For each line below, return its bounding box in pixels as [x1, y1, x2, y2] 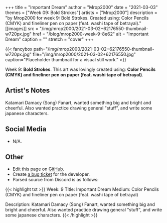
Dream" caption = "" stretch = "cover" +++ [5, 36, 94, 42]
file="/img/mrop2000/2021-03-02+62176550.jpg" [32, 51, 136, 57]
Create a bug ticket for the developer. [12, 171, 90, 177]
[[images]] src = [5, 26, 39, 32]
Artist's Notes [5, 86, 50, 95]
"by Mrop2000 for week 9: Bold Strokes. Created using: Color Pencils [5, 15, 149, 21]
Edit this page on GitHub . [12, 166, 64, 172]
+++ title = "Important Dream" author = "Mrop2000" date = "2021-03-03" [5, 5, 158, 10]
